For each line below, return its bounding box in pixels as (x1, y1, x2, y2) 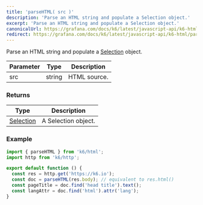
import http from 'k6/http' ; (6, 154, 80, 161)
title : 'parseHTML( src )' (6, 8, 74, 15)
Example (6, 135, 33, 143)
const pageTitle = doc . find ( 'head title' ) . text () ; (11, 183, 142, 189)
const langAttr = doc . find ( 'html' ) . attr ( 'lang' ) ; (11, 187, 139, 194)
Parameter (9, 62, 40, 71)
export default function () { (6, 165, 83, 172)
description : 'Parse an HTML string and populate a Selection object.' (6, 15, 190, 21)
